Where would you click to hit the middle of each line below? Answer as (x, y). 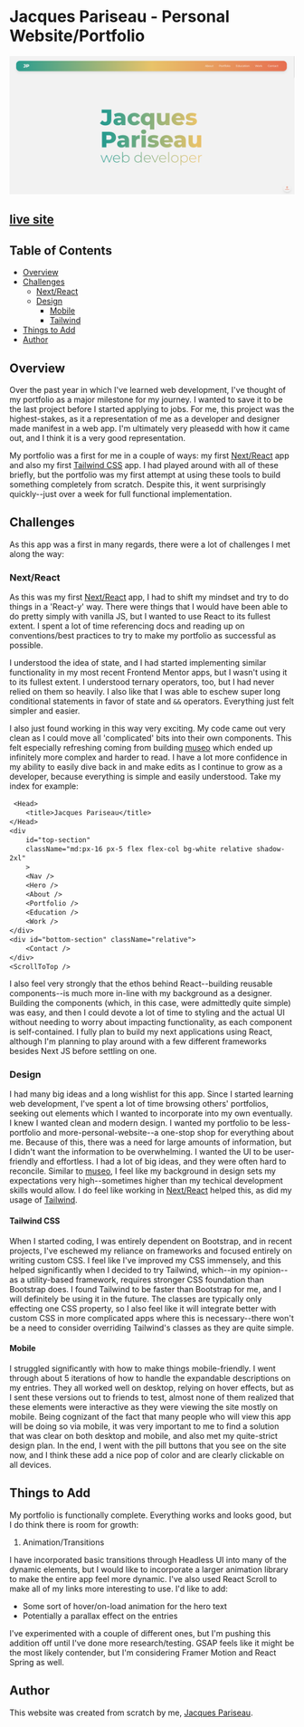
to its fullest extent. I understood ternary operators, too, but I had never (142, 682)
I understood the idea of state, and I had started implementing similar (138, 663)
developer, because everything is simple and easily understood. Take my (145, 777)
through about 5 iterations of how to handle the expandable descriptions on (150, 1377)
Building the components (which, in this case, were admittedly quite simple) (150, 1003)
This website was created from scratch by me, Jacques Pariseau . (131, 1713)
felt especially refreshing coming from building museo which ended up (141, 748)
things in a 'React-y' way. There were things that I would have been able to (148, 607)
